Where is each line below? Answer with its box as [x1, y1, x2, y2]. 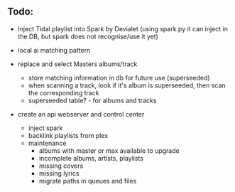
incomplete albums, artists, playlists [38, 154, 144, 162]
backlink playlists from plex [28, 131, 109, 139]
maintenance [28, 139, 67, 147]
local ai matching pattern [17, 46, 91, 54]
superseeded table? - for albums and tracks [28, 96, 157, 105]
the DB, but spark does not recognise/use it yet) [17, 32, 158, 41]
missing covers [38, 161, 84, 170]
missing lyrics [38, 169, 80, 177]
